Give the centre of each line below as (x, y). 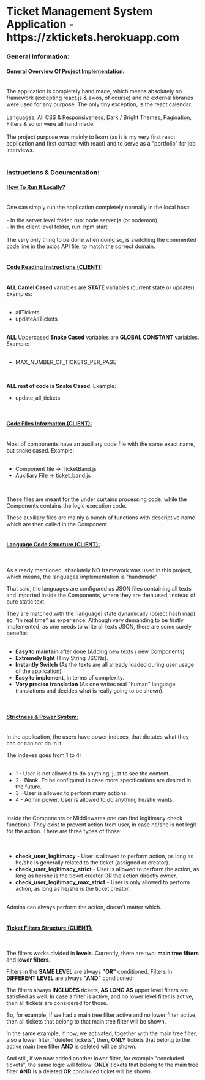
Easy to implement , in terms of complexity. (69, 678)
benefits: (17, 633)
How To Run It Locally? (36, 187)
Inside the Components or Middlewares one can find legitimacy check (95, 818)
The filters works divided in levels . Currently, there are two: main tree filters (102, 954)
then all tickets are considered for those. (57, 1003)
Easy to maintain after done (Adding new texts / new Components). (101, 651)
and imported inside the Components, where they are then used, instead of (101, 595)
